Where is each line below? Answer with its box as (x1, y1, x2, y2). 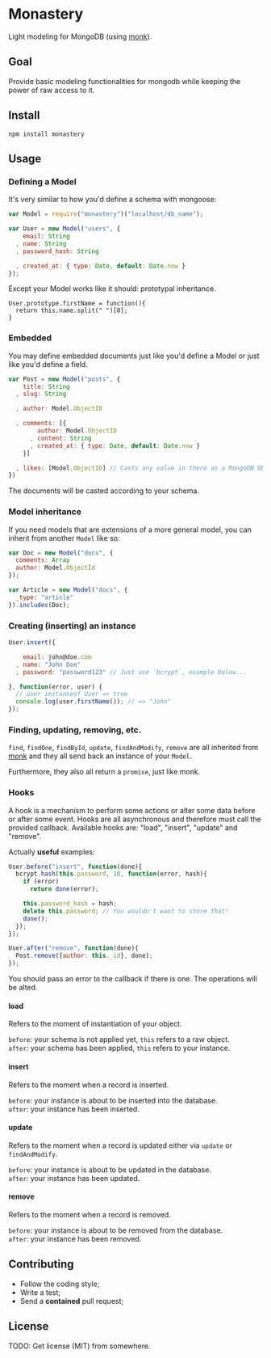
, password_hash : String (15, 247, 99, 255)
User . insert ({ (8, 639, 56, 647)
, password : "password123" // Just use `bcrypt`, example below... (15, 668, 248, 676)
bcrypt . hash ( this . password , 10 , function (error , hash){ (15, 870, 207, 878)
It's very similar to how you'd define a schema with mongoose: (8, 195, 217, 205)
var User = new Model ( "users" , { (8, 225, 121, 233)
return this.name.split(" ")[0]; (15, 306, 128, 315)
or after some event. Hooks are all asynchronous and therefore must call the (8, 814, 262, 824)
